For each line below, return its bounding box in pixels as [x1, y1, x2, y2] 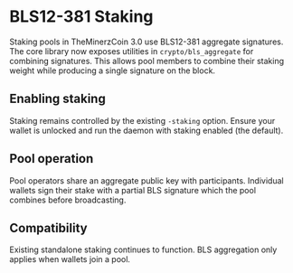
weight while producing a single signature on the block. [9, 65, 215, 76]
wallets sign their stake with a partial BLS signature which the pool [9, 184, 256, 195]
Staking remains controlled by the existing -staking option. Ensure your [9, 115, 276, 126]
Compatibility [9, 220, 88, 236]
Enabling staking [9, 91, 106, 107]
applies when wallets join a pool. [9, 254, 131, 265]
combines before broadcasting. [9, 194, 127, 205]
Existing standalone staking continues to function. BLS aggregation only [9, 244, 278, 255]
